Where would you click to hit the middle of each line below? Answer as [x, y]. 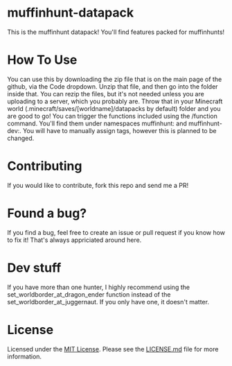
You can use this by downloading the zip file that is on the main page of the [115, 79]
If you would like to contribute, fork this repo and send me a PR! [98, 185]
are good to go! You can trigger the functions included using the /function [113, 116]
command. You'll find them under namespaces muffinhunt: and [97, 123]
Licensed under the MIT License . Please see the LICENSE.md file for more [113, 349]
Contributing [45, 166]
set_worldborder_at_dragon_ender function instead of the [89, 294]
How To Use [42, 60]
